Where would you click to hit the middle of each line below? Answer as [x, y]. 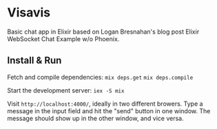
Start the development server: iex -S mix [66, 90]
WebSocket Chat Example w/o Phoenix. [63, 38]
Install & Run [34, 61]
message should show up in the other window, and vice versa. [95, 118]
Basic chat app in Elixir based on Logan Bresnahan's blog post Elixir [103, 32]
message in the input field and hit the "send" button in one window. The [109, 110]
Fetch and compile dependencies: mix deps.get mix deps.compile [100, 77]
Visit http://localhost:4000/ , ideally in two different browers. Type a [105, 104]
